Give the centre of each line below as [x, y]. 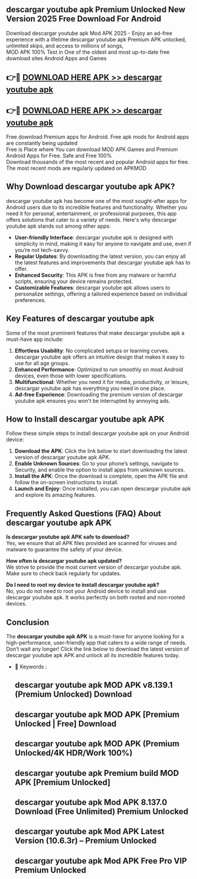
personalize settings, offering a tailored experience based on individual [101, 294]
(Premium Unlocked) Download [73, 695]
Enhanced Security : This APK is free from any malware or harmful [96, 275]
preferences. [30, 300]
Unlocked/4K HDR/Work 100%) [73, 753]
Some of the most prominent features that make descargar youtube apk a [95, 333]
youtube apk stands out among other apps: [58, 226]
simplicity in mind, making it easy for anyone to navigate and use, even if [103, 244]
